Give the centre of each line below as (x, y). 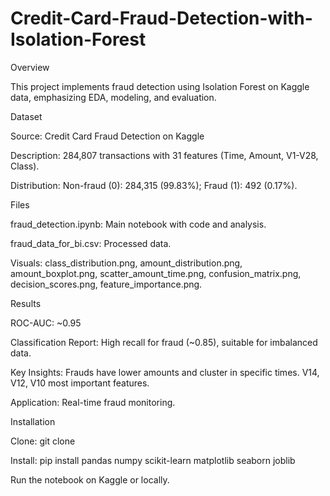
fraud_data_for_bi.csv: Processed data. (91, 243)
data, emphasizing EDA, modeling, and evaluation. (113, 97)
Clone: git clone (43, 441)
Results (26, 303)
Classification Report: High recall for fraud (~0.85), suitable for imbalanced (164, 342)
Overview (30, 67)
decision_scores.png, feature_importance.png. (106, 284)
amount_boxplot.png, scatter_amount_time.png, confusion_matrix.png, (156, 273)
